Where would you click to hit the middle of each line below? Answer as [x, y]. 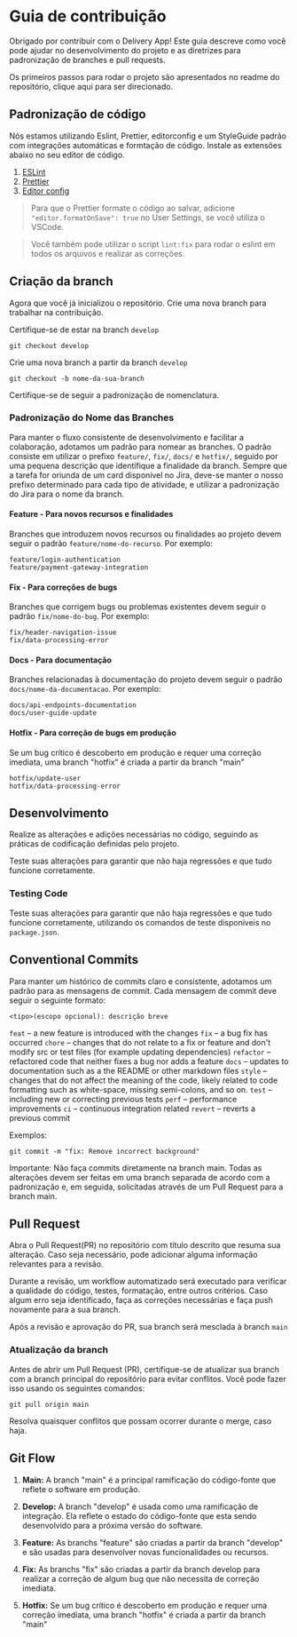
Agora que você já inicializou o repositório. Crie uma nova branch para [138, 303]
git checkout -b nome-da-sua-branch [77, 378]
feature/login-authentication [65, 560]
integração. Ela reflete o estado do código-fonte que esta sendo [139, 1515]
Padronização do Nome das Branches [92, 417]
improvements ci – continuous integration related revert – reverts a [132, 1109]
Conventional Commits [74, 960]
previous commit [40, 1117]
